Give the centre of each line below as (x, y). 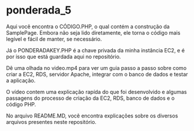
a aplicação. (21, 80)
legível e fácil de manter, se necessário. (54, 39)
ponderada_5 (39, 10)
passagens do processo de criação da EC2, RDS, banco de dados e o (91, 98)
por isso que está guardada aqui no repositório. (63, 56)
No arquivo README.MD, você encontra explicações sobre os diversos (92, 116)
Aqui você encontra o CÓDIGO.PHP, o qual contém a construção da (88, 26)
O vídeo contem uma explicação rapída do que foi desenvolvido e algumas (96, 92)
